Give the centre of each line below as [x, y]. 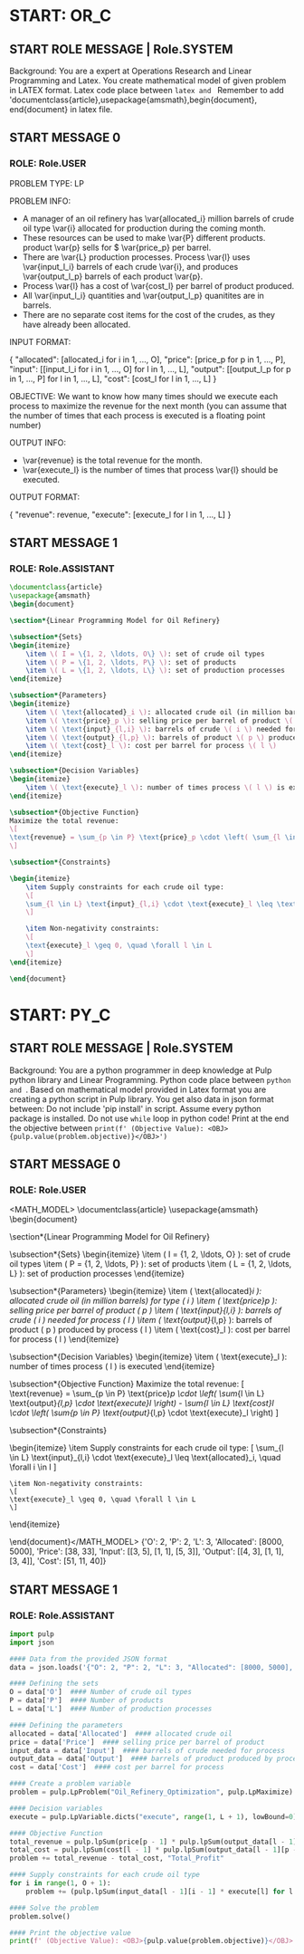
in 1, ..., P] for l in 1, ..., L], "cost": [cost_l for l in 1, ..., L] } [113, 378]
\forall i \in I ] [33, 1467]
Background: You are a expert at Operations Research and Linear [130, 71]
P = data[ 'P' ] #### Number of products [87, 1700]
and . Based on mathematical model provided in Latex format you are [138, 1089]
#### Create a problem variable [70, 1784]
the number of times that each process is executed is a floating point [138, 415]
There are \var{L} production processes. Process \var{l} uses [136, 257]
